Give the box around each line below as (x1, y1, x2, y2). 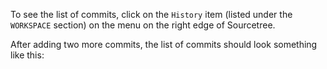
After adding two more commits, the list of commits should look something (10, 39, 318, 50)
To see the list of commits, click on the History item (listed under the (10, 9, 293, 20)
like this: (10, 49, 45, 61)
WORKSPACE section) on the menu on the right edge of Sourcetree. (10, 19, 276, 31)
